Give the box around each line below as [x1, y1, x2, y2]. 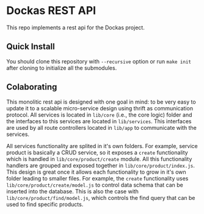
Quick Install [6, 41, 55, 52]
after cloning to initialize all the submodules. [6, 64, 117, 71]
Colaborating [6, 82, 57, 92]
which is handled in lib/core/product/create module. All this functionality [6, 155, 192, 162]
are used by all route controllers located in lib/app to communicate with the [6, 124, 197, 131]
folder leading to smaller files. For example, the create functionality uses [6, 174, 189, 182]
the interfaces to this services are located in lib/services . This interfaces [6, 117, 192, 125]
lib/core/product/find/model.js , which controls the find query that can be [6, 194, 195, 201]
